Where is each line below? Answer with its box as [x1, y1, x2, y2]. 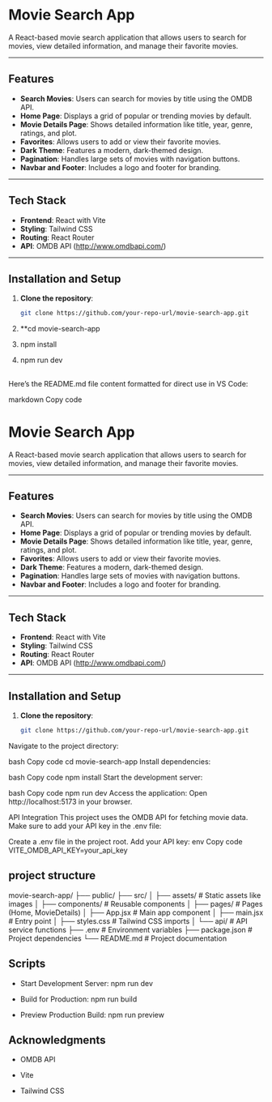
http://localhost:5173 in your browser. [8, 797, 133, 806]
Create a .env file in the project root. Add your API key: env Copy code [8, 836, 243, 846]
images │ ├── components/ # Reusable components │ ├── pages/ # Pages [8, 899, 263, 908]
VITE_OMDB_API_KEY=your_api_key [8, 845, 128, 855]
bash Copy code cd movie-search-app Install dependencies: [8, 756, 211, 767]
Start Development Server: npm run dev [19, 978, 154, 988]
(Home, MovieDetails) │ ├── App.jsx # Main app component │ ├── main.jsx [8, 908, 264, 917]
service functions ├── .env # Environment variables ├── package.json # [8, 925, 253, 934]
